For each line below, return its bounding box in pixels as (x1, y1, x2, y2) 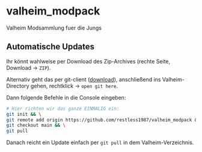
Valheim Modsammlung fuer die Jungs (6, 24, 102, 31)
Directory (6, 82, 29, 89)
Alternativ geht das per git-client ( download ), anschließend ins (6, 75, 161, 83)
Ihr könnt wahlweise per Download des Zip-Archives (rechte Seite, (6, 57, 171, 65)
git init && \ (6, 111, 42, 117)
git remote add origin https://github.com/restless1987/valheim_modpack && (6, 116, 200, 123)
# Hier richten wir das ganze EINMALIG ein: (6, 106, 120, 112)
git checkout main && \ (6, 122, 66, 128)
